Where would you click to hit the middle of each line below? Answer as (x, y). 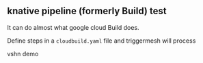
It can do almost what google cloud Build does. (73, 27)
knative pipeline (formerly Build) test (87, 11)
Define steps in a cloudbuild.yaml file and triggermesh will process (101, 41)
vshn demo (23, 54)
